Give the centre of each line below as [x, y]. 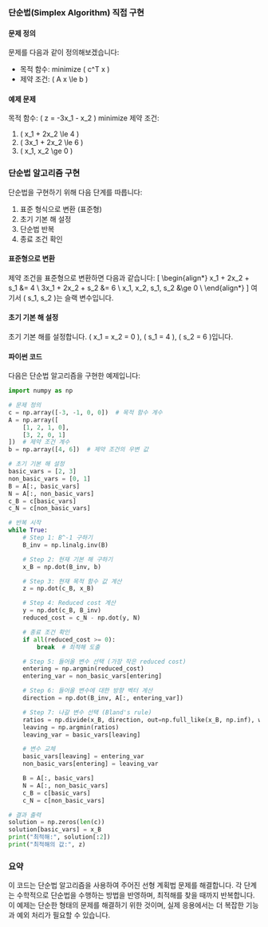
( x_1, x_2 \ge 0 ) [46, 151]
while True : [28, 530]
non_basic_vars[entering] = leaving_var [91, 764]
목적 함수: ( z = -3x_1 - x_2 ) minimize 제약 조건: [84, 118]
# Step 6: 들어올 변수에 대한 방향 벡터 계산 [88, 691]
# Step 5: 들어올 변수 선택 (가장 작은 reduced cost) [104, 662]
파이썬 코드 [25, 356]
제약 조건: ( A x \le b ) [54, 79]
